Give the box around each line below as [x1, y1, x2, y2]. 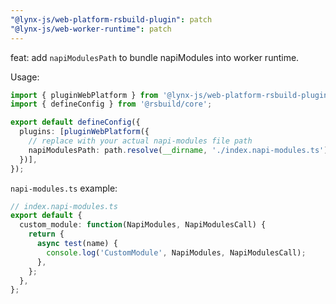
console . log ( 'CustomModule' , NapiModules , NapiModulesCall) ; [46, 247, 307, 258]
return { [28, 229, 65, 240]
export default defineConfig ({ [10, 117, 141, 128]
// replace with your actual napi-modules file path [28, 136, 253, 146]
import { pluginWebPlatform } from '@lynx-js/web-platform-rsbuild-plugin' [10, 90, 333, 100]
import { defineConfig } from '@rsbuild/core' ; [10, 99, 213, 110]
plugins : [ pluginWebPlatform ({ [19, 127, 150, 137]
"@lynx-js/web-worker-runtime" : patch [10, 24, 172, 34]
